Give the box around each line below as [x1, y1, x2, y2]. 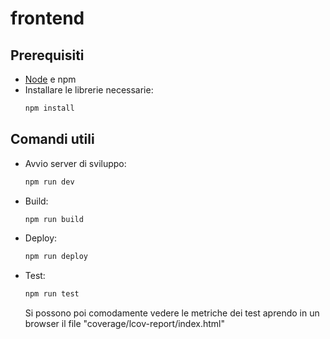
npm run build [24, 214, 84, 224]
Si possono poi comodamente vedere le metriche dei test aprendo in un [24, 307, 320, 319]
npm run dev [24, 177, 75, 187]
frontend [10, 7, 85, 30]
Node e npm [24, 73, 77, 85]
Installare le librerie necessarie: [24, 84, 154, 96]
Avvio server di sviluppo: [24, 157, 127, 169]
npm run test [24, 289, 80, 299]
